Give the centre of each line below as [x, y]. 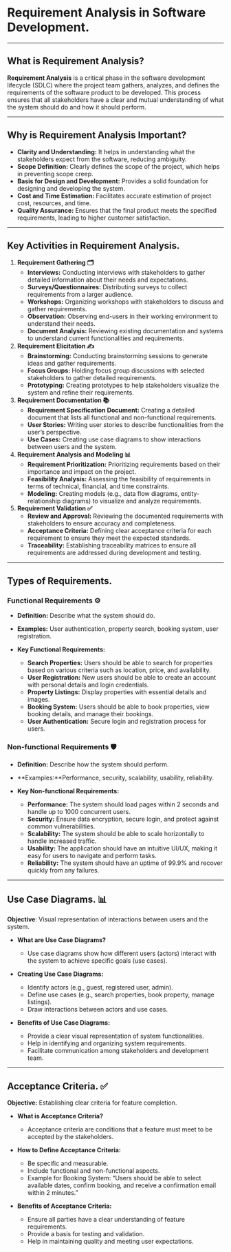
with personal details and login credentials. [88, 685]
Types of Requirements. [59, 581]
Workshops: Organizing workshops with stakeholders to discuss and [125, 302]
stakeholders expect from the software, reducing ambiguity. [102, 159]
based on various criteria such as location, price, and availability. [119, 670]
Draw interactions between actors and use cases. [98, 1010]
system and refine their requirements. [80, 393]
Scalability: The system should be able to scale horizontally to [116, 834]
